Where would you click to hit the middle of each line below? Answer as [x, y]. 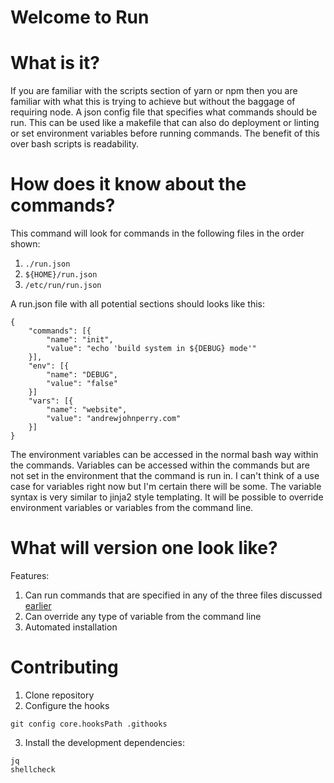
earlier [38, 605]
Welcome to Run [80, 17]
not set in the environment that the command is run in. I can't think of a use [165, 476]
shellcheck [33, 769]
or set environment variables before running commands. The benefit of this [165, 133]
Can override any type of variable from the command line [143, 616]
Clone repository [59, 695]
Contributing [64, 667]
